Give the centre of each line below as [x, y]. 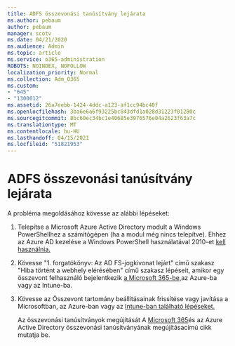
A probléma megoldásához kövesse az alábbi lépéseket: [88, 213]
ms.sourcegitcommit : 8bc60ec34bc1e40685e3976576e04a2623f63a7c [102, 118]
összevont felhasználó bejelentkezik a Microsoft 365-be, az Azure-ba [117, 278]
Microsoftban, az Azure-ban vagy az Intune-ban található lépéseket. [116, 307]
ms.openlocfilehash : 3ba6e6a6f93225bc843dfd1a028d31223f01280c [102, 112]
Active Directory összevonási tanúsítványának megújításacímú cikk [114, 328]
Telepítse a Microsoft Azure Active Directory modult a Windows [109, 227]
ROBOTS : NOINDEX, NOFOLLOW [47, 66]
